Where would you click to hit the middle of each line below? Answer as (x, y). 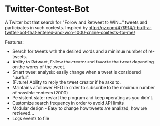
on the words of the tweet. (39, 67)
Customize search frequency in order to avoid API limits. (68, 103)
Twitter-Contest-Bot (47, 9)
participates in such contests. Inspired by (46, 27)
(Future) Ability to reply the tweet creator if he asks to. (66, 82)
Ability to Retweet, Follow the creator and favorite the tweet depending (83, 62)
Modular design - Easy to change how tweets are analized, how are (80, 108)
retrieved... (23, 113)
